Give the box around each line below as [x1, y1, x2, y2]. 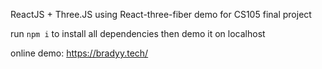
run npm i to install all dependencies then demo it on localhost [10, 28, 266, 39]
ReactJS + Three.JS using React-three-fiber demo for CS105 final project [10, 9, 312, 20]
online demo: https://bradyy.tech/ [10, 47, 149, 59]
